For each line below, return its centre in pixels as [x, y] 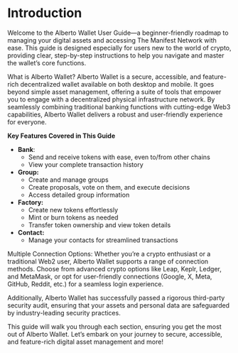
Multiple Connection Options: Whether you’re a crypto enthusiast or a [109, 254]
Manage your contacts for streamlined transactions [103, 240]
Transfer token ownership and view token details [99, 224]
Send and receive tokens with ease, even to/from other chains [119, 157]
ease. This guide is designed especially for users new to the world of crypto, [120, 48]
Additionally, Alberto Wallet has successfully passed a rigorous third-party [116, 298]
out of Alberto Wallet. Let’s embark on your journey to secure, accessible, [115, 334]
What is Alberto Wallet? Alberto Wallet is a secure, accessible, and [104, 77]
